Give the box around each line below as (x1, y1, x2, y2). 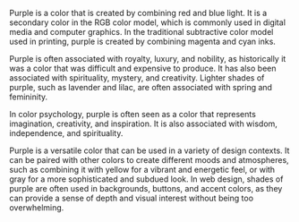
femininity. (9, 91, 48, 102)
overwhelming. (9, 202, 64, 213)
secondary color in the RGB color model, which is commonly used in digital (9, 17, 286, 28)
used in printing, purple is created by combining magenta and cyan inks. (9, 36, 276, 47)
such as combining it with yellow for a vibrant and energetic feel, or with (9, 165, 276, 175)
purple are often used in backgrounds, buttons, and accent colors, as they (9, 184, 283, 193)
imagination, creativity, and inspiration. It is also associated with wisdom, (9, 118, 278, 129)
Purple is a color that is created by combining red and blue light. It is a (9, 8, 268, 18)
